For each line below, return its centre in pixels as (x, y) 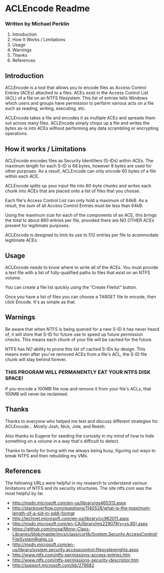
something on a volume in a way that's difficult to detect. (62, 441)
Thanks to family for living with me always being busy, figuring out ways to (80, 450)
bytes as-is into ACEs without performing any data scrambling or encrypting (82, 128)
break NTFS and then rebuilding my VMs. (47, 456)
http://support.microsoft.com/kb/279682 (53, 565)
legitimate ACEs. (22, 240)
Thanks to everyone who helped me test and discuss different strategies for (82, 421)
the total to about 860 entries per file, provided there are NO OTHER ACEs (80, 220)
